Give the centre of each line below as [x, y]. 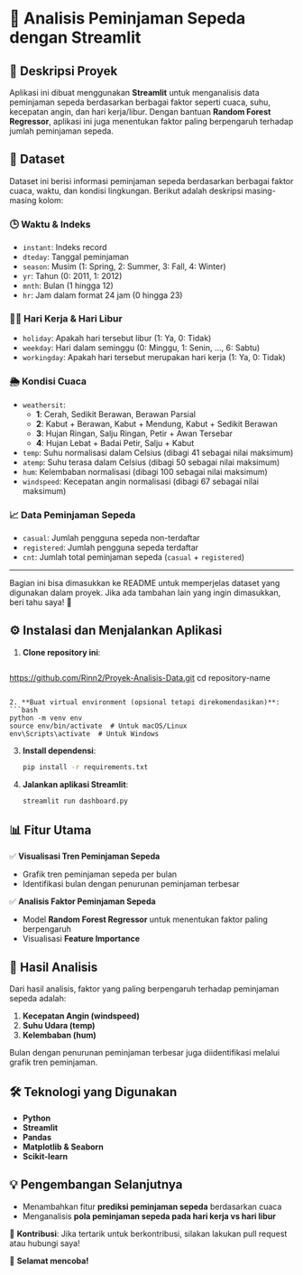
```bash [24, 710]
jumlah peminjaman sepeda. [62, 131]
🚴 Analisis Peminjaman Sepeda [128, 19]
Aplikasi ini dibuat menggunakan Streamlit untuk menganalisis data [134, 93]
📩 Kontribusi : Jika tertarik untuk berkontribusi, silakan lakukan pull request [148, 1233]
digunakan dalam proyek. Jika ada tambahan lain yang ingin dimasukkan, [145, 592]
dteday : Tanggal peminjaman [75, 257]
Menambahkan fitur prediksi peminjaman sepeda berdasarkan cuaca [152, 1206]
